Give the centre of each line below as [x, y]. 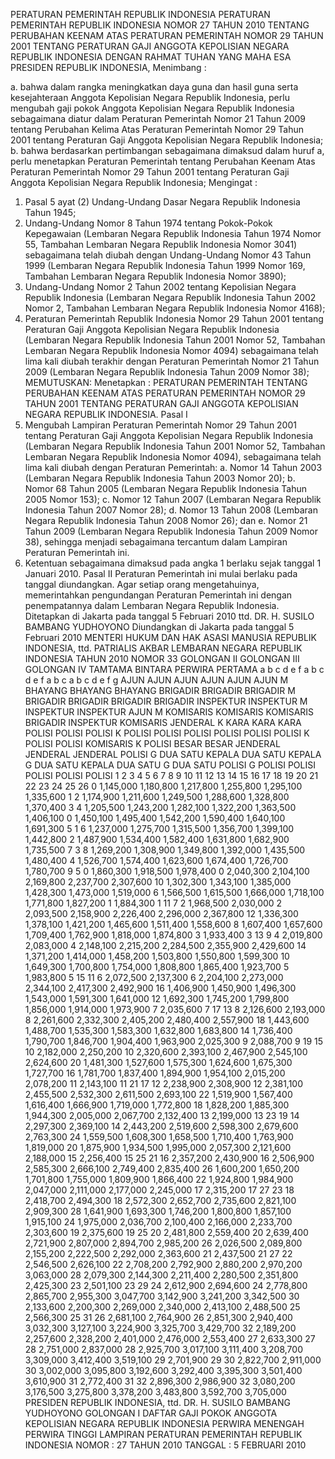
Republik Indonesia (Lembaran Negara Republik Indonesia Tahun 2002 [170, 297]
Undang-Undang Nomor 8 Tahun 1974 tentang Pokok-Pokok [148, 223]
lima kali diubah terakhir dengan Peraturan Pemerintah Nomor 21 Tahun [172, 361]
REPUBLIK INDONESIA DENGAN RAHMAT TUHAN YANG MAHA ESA [151, 57]
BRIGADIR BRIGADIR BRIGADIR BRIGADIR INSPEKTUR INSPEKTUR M [166, 701]
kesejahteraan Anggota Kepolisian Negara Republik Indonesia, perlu [150, 97]
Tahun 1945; [50, 212]
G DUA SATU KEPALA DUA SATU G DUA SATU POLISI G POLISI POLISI [170, 765]
